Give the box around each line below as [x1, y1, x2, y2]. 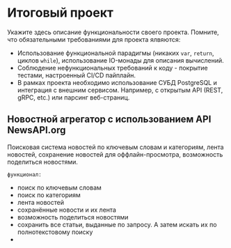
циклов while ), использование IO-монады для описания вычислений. [17, 56, 224, 64]
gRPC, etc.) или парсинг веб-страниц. [17, 93, 130, 102]
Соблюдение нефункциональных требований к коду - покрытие [17, 63, 208, 72]
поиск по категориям [17, 190, 81, 199]
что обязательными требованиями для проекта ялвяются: [7, 35, 181, 43]
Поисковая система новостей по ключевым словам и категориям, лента [7, 143, 224, 151]
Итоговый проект [7, 5, 113, 21]
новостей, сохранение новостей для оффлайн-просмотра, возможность [7, 150, 223, 158]
